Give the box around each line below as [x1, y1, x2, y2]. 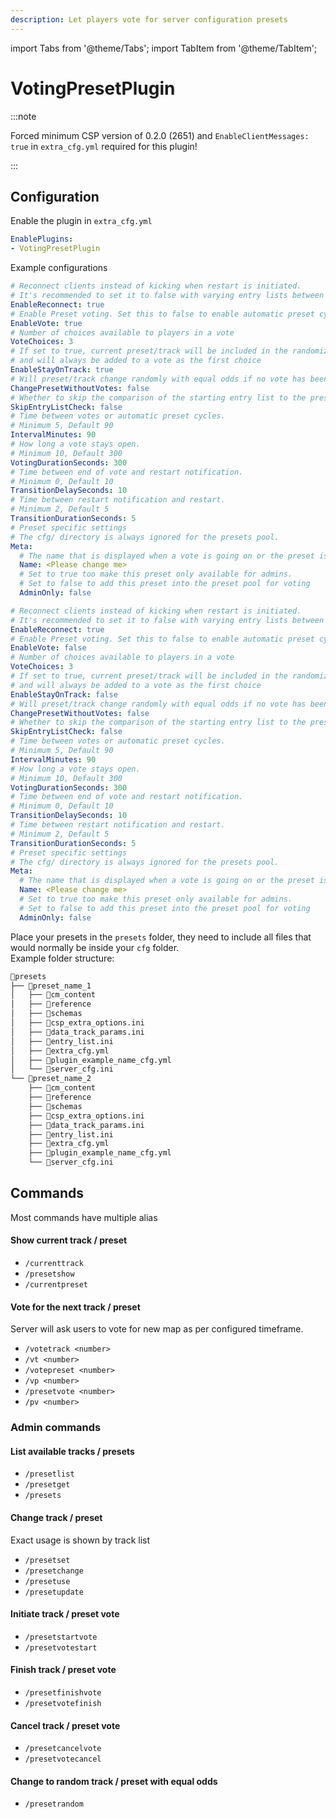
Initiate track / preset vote [10, 1608, 120, 1620]
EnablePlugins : [10, 234, 74, 245]
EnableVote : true [10, 318, 83, 328]
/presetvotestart [24, 1642, 98, 1653]
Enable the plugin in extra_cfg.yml [10, 215, 153, 227]
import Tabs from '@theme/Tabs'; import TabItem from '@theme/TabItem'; [10, 42, 318, 54]
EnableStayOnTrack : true [10, 365, 114, 375]
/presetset [24, 1555, 71, 1565]
